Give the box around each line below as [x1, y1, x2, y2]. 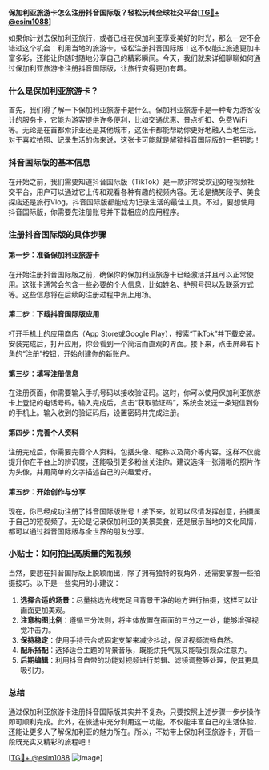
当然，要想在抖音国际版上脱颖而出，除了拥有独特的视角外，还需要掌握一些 [8, 568, 254, 578]
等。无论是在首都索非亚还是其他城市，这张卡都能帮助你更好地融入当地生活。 [8, 125, 261, 135]
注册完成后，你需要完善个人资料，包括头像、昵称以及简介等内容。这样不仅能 [8, 447, 261, 457]
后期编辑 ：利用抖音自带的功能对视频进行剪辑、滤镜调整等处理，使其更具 [19, 655, 259, 664]
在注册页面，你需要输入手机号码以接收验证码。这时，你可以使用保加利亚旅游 [8, 388, 261, 397]
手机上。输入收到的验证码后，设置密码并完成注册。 [14, 408, 184, 417]
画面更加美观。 [19, 605, 70, 615]
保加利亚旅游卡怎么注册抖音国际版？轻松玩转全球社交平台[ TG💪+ [8, 8, 220, 17]
